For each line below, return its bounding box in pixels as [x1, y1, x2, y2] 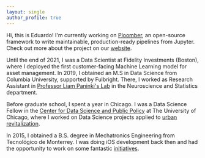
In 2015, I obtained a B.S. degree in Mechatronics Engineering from [6, 132, 176, 139]
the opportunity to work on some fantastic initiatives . [6, 145, 140, 152]
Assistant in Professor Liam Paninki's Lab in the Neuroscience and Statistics [6, 82, 198, 89]
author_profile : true [6, 15, 62, 21]
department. [6, 88, 38, 96]
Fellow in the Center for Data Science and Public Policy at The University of [6, 107, 196, 114]
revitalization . [6, 120, 40, 127]
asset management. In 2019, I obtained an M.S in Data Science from [6, 69, 177, 76]
